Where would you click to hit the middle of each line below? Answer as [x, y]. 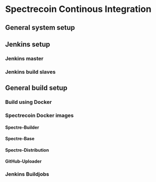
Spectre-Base [20, 139]
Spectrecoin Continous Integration [78, 9]
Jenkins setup [28, 44]
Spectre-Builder [22, 127]
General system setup [40, 28]
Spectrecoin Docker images [39, 115]
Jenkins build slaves [30, 72]
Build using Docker [29, 102]
